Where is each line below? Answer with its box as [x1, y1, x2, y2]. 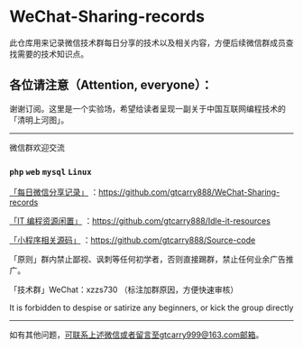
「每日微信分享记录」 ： [9, 187, 99, 197]
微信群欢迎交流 [9, 142, 65, 152]
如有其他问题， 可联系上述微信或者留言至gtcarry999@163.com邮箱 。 [9, 329, 264, 340]
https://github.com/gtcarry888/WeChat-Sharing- [97, 187, 280, 197]
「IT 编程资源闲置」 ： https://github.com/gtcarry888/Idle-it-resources [9, 216, 271, 226]
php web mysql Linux [9, 167, 92, 177]
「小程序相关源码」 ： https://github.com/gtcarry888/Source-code [9, 234, 256, 245]
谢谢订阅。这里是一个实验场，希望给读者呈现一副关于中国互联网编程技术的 [9, 103, 286, 114]
